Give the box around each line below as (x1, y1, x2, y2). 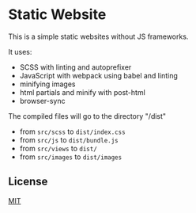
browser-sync (19, 96, 66, 105)
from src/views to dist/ (19, 143, 97, 153)
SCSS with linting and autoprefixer (19, 62, 132, 72)
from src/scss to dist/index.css (19, 127, 126, 136)
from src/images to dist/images (19, 152, 122, 162)
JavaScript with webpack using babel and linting (19, 70, 178, 80)
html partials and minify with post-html (19, 87, 146, 97)
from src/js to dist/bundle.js (19, 135, 119, 144)
